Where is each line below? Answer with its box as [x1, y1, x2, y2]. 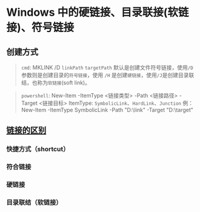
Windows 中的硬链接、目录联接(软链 [6, 5, 189, 19]
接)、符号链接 [6, 21, 75, 35]
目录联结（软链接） [6, 198, 62, 207]
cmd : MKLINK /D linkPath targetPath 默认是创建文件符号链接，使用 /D [21, 64, 194, 71]
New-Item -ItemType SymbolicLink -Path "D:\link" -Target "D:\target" [21, 107, 194, 113]
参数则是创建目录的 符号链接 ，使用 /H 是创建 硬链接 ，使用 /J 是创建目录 [21, 71, 189, 79]
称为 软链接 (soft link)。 [37, 79, 91, 86]
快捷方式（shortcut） [6, 145, 70, 153]
